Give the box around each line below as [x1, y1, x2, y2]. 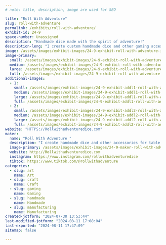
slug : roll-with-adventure [5, 21, 61, 26]
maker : [5, 131, 19, 136]
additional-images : [5, 76, 45, 81]
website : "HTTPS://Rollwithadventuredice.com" [5, 127, 103, 132]
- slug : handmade [9, 196, 45, 200]
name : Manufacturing [14, 209, 56, 214]
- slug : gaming [9, 187, 41, 192]
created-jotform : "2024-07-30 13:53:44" [5, 214, 90, 219]
